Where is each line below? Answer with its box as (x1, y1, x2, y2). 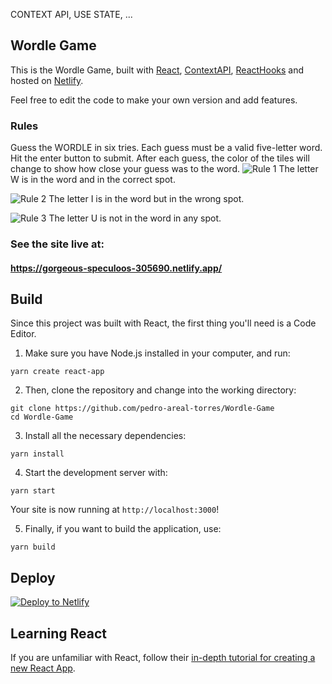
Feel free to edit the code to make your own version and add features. (10, 94, 298, 106)
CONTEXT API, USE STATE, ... (10, 9, 133, 20)
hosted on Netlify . (10, 74, 84, 86)
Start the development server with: (24, 467, 168, 479)
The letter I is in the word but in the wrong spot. (48, 193, 245, 205)
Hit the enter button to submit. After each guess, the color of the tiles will (10, 152, 310, 164)
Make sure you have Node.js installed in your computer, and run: (24, 347, 291, 359)
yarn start (10, 486, 56, 496)
